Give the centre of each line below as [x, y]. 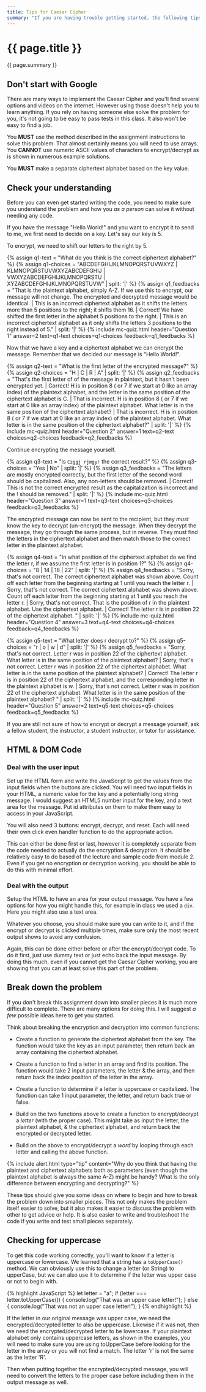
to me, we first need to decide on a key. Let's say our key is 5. [85, 234]
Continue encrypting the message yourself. [61, 450]
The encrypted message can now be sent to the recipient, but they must [98, 519]
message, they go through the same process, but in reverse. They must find [102, 532]
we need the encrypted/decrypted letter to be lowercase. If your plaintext [99, 1331]
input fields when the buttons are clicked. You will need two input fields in [100, 787]
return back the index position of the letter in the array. [85, 1077]
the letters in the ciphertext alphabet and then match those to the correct [99, 539]
